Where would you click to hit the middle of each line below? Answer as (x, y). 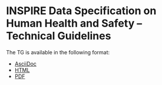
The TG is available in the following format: (58, 52)
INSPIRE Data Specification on (81, 11)
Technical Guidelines (59, 36)
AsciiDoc (26, 64)
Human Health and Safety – (74, 23)
